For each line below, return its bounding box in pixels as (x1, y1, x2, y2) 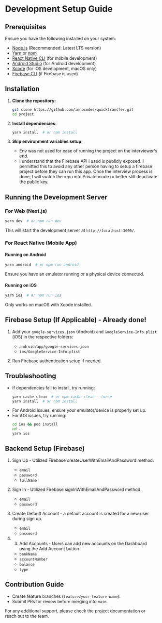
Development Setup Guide (5, 3, 113, 15)
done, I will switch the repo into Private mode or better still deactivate (19, 174, 158, 180)
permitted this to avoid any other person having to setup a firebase (19, 164, 152, 169)
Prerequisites (5, 23, 46, 31)
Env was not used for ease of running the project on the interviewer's (19, 148, 158, 154)
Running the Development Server (5, 193, 107, 201)
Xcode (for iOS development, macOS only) (12, 66, 97, 71)
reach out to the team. (5, 613, 49, 619)
